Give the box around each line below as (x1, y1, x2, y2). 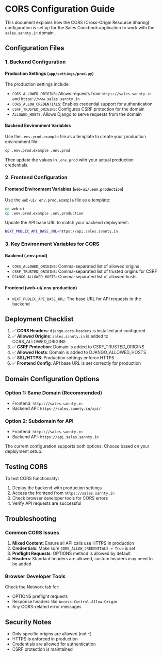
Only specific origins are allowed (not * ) (12, 631, 92, 637)
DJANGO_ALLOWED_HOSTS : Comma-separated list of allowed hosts (12, 274, 137, 280)
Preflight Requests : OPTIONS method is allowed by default (12, 550, 131, 556)
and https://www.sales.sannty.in (12, 96, 80, 102)
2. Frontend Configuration (5, 174, 68, 181)
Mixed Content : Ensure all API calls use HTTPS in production (12, 540, 134, 546)
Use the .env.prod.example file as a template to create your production (5, 133, 146, 139)
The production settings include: (5, 81, 70, 87)
